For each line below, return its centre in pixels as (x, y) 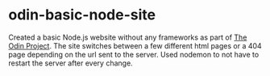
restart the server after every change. (71, 63)
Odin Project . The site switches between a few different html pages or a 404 (135, 45)
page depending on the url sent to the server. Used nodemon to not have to (134, 54)
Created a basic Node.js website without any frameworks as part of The (128, 37)
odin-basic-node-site (82, 15)
